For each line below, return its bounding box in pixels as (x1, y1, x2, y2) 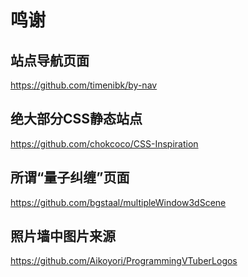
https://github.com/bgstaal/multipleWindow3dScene (10, 196, 227, 208)
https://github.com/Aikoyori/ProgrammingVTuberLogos (10, 255, 238, 267)
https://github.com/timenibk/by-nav (10, 79, 158, 91)
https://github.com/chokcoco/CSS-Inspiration (10, 137, 199, 150)
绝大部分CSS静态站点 (10, 111, 143, 128)
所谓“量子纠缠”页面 (10, 169, 130, 186)
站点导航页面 (10, 52, 90, 69)
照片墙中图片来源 (10, 228, 116, 245)
